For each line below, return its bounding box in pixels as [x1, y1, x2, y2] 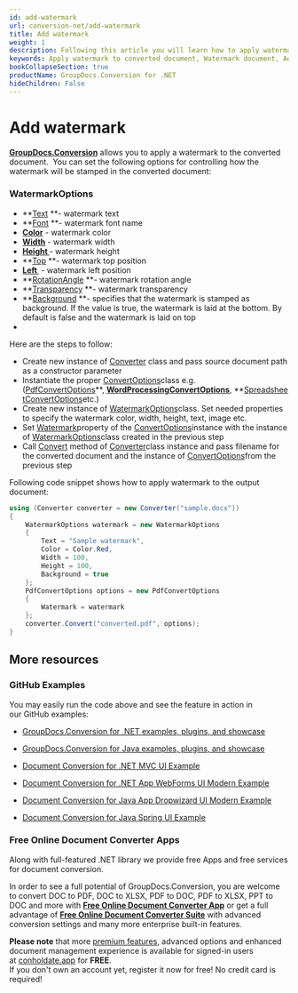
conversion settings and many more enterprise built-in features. [9, 918, 242, 929]
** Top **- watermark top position [21, 255, 147, 266]
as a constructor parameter [21, 365, 122, 376]
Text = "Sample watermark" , [41, 537, 145, 546]
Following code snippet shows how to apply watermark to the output [9, 476, 260, 487]
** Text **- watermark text [21, 208, 120, 219]
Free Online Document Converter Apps [9, 834, 180, 846]
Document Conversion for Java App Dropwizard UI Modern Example [21, 795, 272, 805]
